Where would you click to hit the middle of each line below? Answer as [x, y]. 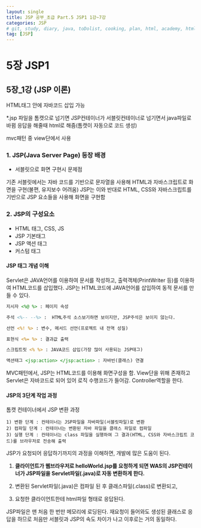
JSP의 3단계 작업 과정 [32, 395]
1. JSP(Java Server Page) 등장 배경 [56, 155]
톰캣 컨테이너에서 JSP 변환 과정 [43, 410]
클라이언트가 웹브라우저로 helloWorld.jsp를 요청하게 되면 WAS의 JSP [96, 466]
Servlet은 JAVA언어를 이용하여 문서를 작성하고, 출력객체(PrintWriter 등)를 [92, 280]
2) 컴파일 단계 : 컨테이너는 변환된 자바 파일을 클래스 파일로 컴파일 [79, 429]
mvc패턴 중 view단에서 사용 [39, 138]
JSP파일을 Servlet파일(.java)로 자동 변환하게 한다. [85, 473]
